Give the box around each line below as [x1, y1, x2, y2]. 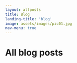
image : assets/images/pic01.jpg [5, 21, 72, 26]
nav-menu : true [5, 26, 37, 31]
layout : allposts [5, 7, 41, 12]
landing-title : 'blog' [5, 16, 52, 21]
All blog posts [5, 47, 63, 59]
